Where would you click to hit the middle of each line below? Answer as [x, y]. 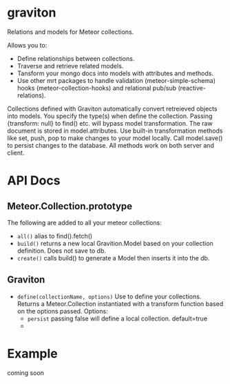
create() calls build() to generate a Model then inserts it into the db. [113, 258]
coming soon [26, 373]
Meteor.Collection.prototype [70, 206]
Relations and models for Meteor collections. [71, 32]
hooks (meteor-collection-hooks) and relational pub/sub [97, 88]
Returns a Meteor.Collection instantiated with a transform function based [120, 304]
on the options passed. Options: [62, 311]
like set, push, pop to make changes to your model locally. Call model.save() [115, 138]
